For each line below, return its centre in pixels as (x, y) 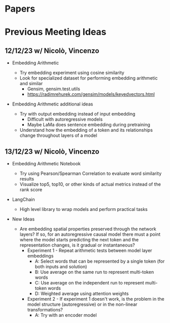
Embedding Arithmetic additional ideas (53, 104)
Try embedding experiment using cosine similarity (72, 73)
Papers (20, 9)
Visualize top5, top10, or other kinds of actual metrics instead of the (90, 184)
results (27, 179)
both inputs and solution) (61, 266)
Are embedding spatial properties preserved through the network (88, 229)
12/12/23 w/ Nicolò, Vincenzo (52, 50)
